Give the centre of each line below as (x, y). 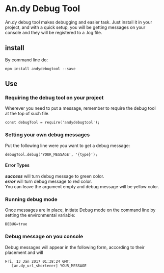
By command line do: (27, 60)
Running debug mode (31, 199)
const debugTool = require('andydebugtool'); (52, 123)
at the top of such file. (27, 114)
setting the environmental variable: (40, 215)
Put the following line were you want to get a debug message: (68, 146)
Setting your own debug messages (47, 135)
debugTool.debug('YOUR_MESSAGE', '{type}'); (51, 154)
